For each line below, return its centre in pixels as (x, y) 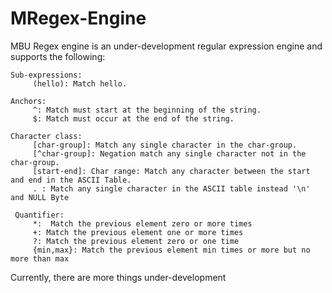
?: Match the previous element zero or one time (136, 241)
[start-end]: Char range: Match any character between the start (171, 171)
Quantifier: (39, 215)
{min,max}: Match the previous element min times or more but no (171, 250)
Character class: (46, 136)
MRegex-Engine (78, 18)
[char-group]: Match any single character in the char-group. (165, 145)
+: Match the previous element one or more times (138, 232)
